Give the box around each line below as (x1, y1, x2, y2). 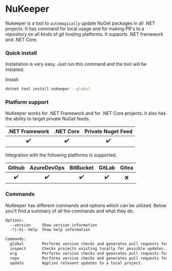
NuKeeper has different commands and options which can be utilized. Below (5, 202, 167, 208)
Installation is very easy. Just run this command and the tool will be (5, 61, 147, 67)
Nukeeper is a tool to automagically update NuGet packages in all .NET (5, 20, 155, 26)
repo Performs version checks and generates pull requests (10, 256, 159, 261)
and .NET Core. (5, 37, 38, 43)
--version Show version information (10, 222, 97, 228)
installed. (5, 66, 25, 73)
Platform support (5, 99, 49, 106)
